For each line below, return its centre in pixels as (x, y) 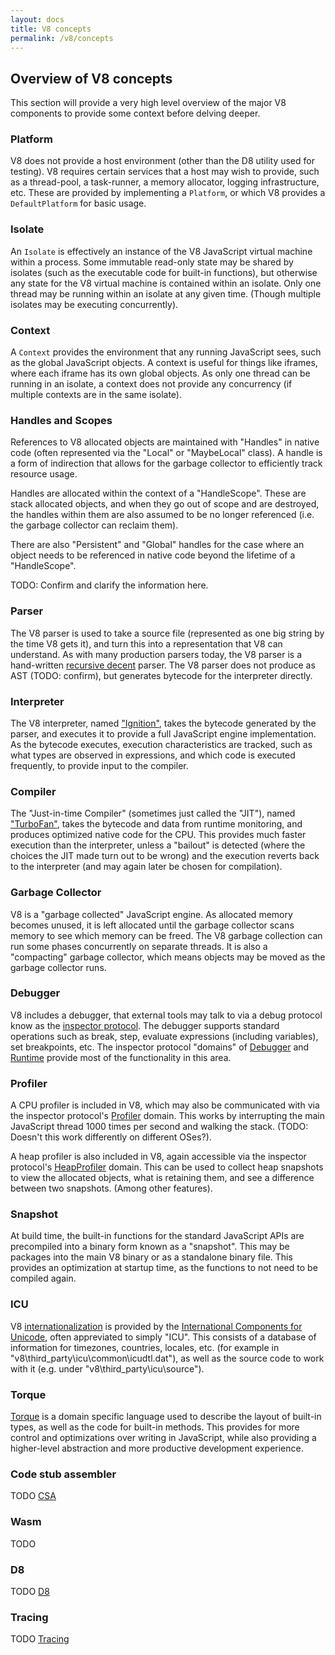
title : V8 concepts (51, 29)
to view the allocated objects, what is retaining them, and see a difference (162, 1178)
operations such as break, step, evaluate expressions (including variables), (164, 1036)
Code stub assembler (63, 1474)
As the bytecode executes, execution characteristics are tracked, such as (161, 744)
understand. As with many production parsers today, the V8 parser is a (156, 654)
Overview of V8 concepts (91, 78)
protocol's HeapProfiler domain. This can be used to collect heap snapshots (167, 1167)
